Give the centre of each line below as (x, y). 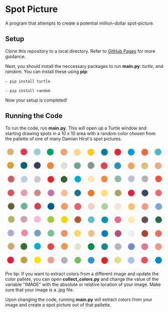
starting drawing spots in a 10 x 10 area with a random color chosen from (80, 133)
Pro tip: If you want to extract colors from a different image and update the (82, 274)
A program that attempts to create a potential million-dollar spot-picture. (80, 23)
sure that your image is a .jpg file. (40, 289)
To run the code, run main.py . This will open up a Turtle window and (76, 128)
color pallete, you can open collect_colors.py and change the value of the (82, 279)
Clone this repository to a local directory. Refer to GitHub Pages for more (80, 51)
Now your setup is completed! (36, 100)
